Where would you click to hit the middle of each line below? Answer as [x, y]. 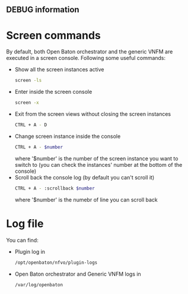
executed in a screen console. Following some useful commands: [86, 58]
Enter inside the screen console [53, 92]
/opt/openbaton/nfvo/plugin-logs [56, 263]
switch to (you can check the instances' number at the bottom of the [98, 165]
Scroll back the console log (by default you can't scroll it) [85, 177]
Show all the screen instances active [59, 69]
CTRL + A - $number [39, 147]
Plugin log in [30, 251]
